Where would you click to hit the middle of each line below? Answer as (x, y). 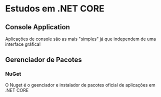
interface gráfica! (23, 44)
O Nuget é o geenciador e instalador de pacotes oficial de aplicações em (80, 85)
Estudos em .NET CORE (55, 9)
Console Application (37, 27)
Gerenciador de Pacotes (44, 60)
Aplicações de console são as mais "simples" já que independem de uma (81, 39)
